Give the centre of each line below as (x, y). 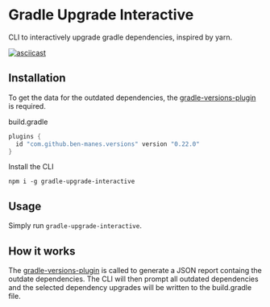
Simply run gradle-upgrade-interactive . (75, 226)
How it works (42, 251)
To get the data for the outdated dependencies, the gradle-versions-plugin (132, 97)
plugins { (25, 136)
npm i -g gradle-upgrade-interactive (72, 182)
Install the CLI (31, 167)
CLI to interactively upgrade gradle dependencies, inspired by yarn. (120, 37)
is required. (27, 106)
